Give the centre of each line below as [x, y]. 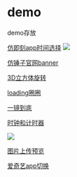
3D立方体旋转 [27, 78]
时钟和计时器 [26, 122]
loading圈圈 [24, 92]
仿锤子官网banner [33, 62]
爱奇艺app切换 [28, 166]
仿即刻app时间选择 [34, 47]
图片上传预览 [26, 151]
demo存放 [22, 32]
